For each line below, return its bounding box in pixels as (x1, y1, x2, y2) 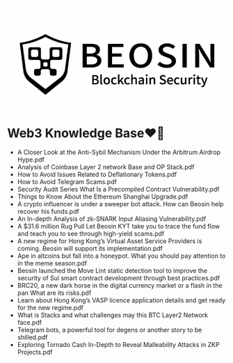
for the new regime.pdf (17, 304, 83, 312)
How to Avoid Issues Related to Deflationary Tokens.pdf (17, 170, 177, 179)
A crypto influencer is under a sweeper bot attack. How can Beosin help (17, 200, 224, 208)
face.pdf (17, 318, 42, 327)
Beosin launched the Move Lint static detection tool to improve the (17, 267, 207, 275)
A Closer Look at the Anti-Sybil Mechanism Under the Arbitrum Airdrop (17, 148, 221, 157)
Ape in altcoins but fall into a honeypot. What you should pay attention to (17, 252, 226, 260)
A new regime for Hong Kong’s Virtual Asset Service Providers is (17, 237, 202, 245)
